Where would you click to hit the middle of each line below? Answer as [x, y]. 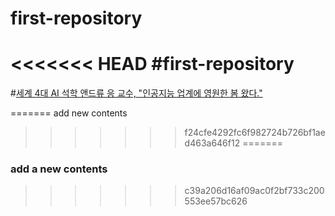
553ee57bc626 [216, 201]
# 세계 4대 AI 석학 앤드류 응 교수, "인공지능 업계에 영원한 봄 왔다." [136, 93]
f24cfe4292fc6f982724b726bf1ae [255, 133]
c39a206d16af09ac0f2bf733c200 [254, 191]
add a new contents [59, 169]
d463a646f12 [212, 143]
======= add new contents [69, 113]
